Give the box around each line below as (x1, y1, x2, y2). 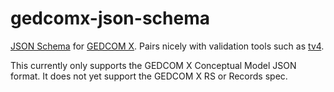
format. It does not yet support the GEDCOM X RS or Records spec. (10, 70, 288, 82)
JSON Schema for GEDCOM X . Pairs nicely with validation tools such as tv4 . (10, 40, 325, 52)
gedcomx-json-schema (10, 7, 210, 30)
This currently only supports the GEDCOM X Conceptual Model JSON (10, 59, 297, 71)
